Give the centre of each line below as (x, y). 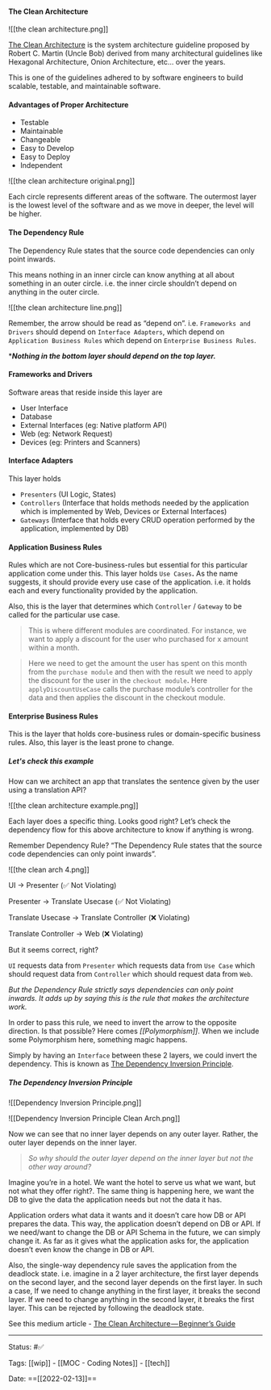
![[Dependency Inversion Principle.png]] (75, 1103)
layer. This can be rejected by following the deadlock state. (106, 1308)
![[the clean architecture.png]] (58, 29)
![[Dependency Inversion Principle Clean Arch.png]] (94, 1119)
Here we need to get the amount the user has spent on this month (138, 664)
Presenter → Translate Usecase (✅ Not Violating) (90, 902)
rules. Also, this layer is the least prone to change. (92, 743)
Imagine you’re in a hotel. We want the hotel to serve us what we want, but (132, 1183)
